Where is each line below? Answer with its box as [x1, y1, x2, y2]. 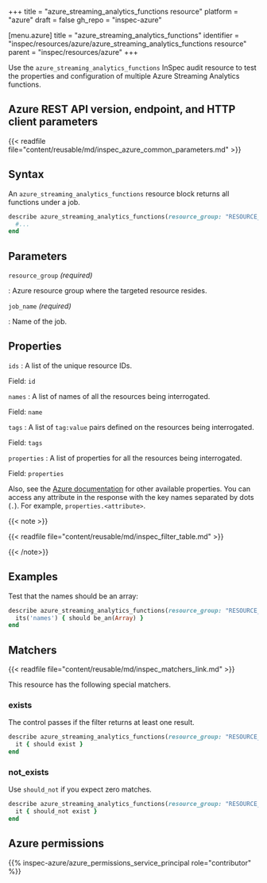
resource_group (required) [8, 270, 93, 281]
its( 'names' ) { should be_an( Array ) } [15, 614, 145, 622]
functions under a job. [8, 197, 81, 207]
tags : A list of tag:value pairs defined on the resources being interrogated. [8, 422, 254, 432]
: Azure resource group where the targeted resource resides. [8, 286, 207, 296]
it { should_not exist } [15, 807, 98, 815]
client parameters [8, 115, 99, 129]
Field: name [8, 407, 43, 416]
